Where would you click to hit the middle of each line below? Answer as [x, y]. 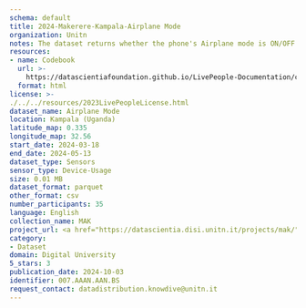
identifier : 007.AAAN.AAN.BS [65, 281]
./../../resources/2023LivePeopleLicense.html [99, 103]
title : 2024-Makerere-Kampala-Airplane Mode [95, 26]
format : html [42, 86]
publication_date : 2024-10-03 [67, 272]
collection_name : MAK [51, 221]
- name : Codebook [42, 60]
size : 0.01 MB [36, 179]
